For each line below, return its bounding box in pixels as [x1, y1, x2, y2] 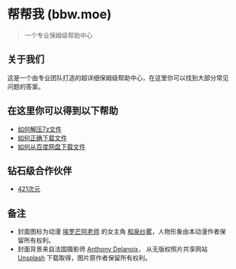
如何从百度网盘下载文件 [17, 142, 86, 151]
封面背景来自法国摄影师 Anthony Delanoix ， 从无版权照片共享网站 [17, 245, 208, 254]
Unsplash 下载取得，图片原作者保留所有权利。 [17, 254, 152, 262]
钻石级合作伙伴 [7, 164, 72, 176]
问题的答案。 [7, 82, 44, 91]
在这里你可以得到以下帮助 [7, 105, 118, 117]
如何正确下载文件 [17, 133, 67, 142]
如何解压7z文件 [17, 124, 62, 133]
